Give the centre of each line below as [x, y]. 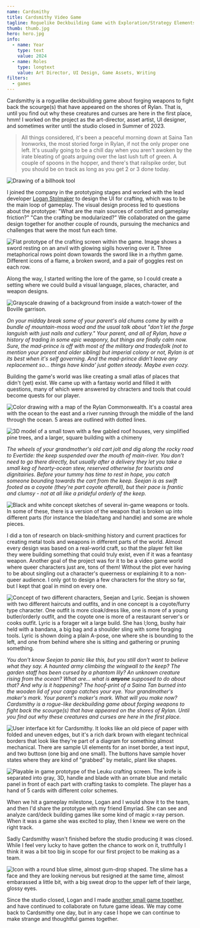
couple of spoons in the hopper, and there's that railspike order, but [104, 163]
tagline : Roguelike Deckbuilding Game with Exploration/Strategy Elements [101, 23]
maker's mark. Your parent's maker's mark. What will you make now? [92, 698]
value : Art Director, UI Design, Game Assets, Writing [87, 73]
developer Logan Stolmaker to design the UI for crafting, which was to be [96, 198]
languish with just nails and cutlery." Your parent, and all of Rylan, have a [96, 333]
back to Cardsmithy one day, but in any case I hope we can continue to [93, 913]
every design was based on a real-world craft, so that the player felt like [95, 548]
